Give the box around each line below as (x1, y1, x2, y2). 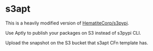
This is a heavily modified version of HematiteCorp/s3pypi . (5, 20, 129, 26)
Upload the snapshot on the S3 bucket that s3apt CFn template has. (5, 39, 148, 46)
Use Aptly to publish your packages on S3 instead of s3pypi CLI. (5, 30, 142, 36)
